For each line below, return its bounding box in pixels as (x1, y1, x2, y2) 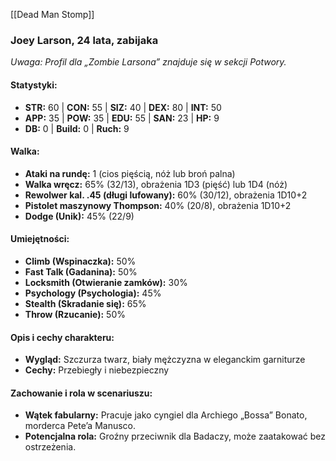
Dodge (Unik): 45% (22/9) (24, 210, 135, 222)
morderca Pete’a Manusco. (24, 420, 137, 432)
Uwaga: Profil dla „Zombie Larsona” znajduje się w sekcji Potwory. (10, 56, 287, 68)
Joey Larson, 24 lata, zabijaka (10, 33, 159, 47)
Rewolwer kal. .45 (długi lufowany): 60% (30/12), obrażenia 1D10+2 (24, 189, 308, 201)
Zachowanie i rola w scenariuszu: (10, 387, 153, 399)
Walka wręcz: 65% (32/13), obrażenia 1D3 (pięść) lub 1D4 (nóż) (24, 178, 288, 190)
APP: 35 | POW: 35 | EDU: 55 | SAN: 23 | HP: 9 (24, 112, 220, 124)
